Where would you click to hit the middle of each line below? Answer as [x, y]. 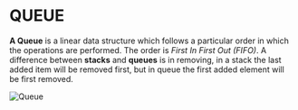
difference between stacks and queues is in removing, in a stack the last [146, 60]
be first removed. [42, 78]
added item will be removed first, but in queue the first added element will [147, 69]
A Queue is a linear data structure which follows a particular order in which [149, 41]
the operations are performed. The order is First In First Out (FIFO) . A [138, 50]
